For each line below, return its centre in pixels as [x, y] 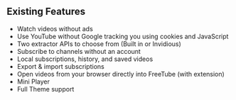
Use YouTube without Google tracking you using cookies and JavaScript [123, 36]
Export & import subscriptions [60, 66]
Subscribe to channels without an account [79, 51]
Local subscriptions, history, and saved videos [85, 59]
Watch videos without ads [55, 28]
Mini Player [33, 82]
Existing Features [46, 12]
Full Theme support [45, 89]
